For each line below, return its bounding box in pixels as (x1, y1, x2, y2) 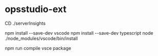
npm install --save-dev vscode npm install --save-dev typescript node (5, 30, 153, 36)
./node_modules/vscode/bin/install (5, 35, 78, 41)
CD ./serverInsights (5, 20, 46, 26)
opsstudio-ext (5, 4, 67, 15)
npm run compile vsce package (5, 45, 72, 51)
